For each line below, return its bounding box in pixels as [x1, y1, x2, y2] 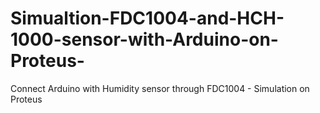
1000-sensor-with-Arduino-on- [10, 28, 279, 51]
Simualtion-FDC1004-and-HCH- [10, 7, 285, 30]
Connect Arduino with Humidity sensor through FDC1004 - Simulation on [10, 82, 310, 94]
